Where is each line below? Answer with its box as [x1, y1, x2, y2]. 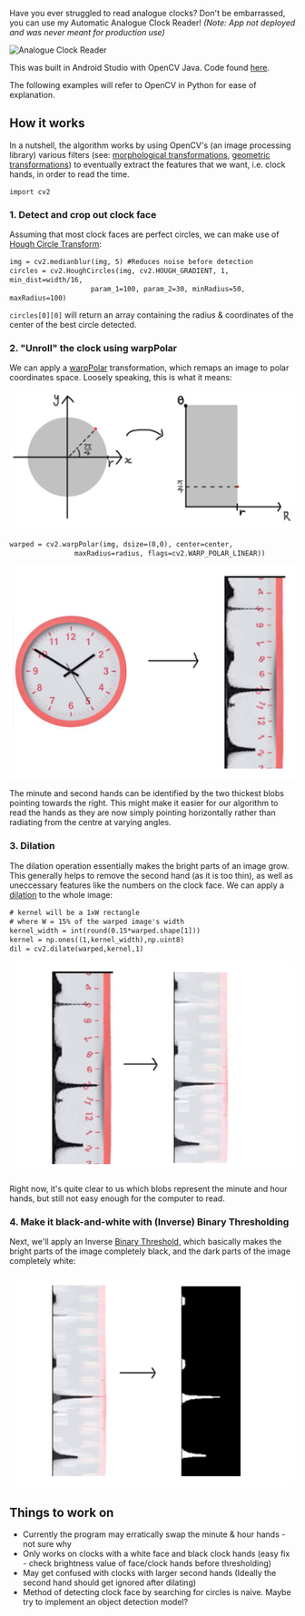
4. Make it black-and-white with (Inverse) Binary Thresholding [9, 1216, 290, 1228]
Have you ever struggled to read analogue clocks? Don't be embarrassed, [9, 8, 286, 18]
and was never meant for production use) [9, 27, 165, 37]
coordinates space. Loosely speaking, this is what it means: [9, 372, 232, 383]
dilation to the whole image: [9, 889, 113, 900]
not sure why [22, 1539, 73, 1550]
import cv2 [9, 187, 51, 196]
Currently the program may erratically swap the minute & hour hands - [22, 1529, 286, 1540]
